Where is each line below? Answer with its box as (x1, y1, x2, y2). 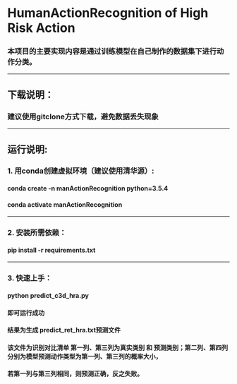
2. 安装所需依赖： (7, 228, 67, 238)
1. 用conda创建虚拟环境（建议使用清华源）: (7, 166, 154, 176)
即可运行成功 (7, 308, 44, 317)
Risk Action (7, 20, 75, 36)
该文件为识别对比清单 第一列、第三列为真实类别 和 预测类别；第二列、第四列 (7, 343, 228, 352)
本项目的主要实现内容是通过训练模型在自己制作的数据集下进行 (7, 47, 217, 56)
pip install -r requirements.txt (7, 246, 96, 254)
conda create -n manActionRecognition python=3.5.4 (7, 184, 169, 193)
